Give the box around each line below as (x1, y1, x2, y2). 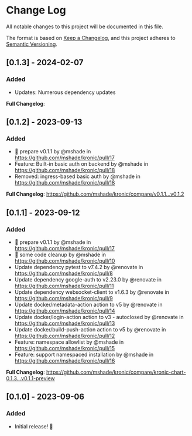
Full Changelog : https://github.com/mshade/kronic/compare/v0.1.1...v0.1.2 (6, 190, 184, 197)
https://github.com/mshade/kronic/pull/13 (14, 320, 115, 327)
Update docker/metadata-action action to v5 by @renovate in (14, 301, 163, 308)
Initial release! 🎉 (14, 422, 53, 430)
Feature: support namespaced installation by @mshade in (14, 351, 154, 358)
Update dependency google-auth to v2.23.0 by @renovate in (14, 276, 162, 283)
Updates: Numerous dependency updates (14, 89, 116, 96)
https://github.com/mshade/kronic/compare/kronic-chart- (46, 368, 186, 375)
